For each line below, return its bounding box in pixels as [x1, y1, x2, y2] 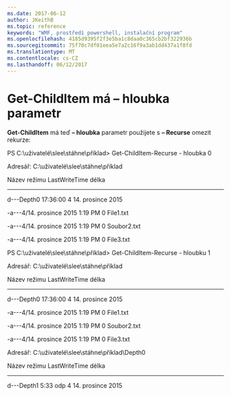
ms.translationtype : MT [7, 49, 76, 56]
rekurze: [7, 135, 31, 144]
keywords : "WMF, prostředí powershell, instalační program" [7, 29, 184, 36]
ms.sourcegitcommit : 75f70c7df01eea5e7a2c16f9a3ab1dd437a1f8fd [7, 42, 192, 49]
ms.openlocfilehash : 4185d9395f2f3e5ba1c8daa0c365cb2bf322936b [7, 36, 192, 43]
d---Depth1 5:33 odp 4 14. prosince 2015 [7, 381, 122, 389]
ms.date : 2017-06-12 [7, 10, 67, 17]
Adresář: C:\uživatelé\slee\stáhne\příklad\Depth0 [7, 348, 146, 356]
